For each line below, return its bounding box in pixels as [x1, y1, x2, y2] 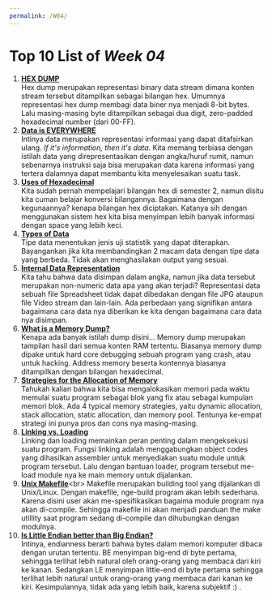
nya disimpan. [20, 315, 68, 324]
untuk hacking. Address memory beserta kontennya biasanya [20, 358, 226, 367]
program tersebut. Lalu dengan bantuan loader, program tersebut [20, 461, 240, 471]
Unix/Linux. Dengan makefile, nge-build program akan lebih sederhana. [20, 487, 260, 497]
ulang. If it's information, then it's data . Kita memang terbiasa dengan [20, 143, 253, 152]
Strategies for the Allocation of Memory [20, 375, 158, 385]
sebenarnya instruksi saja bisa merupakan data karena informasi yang [20, 160, 255, 169]
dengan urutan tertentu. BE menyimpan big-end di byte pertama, [20, 547, 237, 557]
